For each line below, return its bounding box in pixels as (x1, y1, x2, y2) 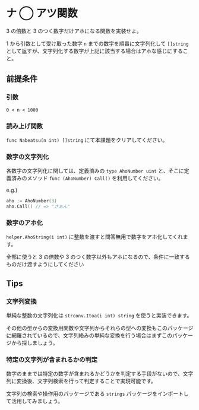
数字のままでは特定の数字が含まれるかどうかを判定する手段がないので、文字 (6, 370, 194, 377)
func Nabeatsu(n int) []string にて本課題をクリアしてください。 (6, 136, 168, 144)
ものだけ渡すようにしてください (6, 260, 84, 268)
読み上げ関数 (6, 122, 43, 130)
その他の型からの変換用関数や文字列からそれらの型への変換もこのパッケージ (6, 324, 194, 331)
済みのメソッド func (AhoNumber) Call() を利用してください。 (11, 174, 164, 182)
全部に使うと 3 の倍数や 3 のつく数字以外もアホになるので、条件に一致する (6, 253, 190, 260)
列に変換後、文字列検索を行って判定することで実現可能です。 (6, 377, 156, 384)
